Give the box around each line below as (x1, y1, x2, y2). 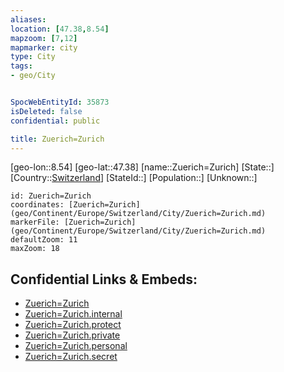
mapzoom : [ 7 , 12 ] (10, 33, 78, 43)
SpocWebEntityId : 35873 (10, 97, 110, 107)
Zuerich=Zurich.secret (24, 351, 118, 363)
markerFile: (10, 217, 60, 228)
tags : (10, 61, 33, 71)
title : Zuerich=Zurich (10, 134, 105, 144)
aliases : (10, 14, 47, 25)
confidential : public (10, 116, 101, 126)
